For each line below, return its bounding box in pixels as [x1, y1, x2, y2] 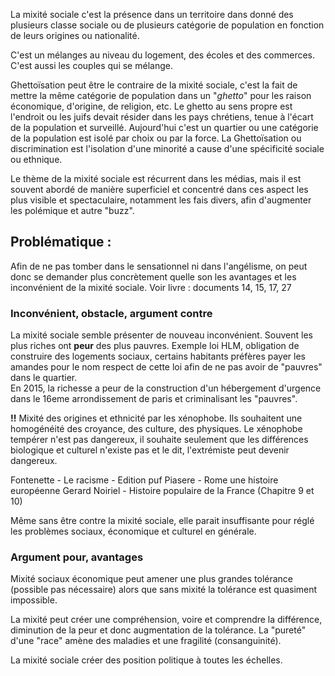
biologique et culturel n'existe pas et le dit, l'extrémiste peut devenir [10, 444, 290, 456]
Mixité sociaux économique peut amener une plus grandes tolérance [10, 573, 294, 585]
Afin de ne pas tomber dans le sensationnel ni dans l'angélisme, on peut [10, 260, 308, 272]
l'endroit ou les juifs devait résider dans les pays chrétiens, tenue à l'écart [10, 111, 314, 123]
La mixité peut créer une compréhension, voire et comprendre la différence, [10, 614, 323, 626]
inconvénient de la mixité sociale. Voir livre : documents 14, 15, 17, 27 [10, 281, 292, 293]
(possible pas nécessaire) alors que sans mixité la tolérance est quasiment [10, 584, 318, 596]
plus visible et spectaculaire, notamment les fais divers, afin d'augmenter [10, 194, 312, 206]
